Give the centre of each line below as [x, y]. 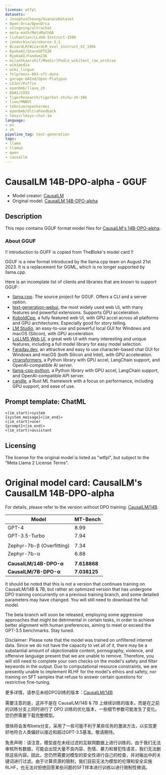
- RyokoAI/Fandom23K [26, 56]
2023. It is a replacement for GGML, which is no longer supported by [75, 267]
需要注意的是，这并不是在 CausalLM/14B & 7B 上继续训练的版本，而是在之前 [83, 703]
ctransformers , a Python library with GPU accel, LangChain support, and [86, 359]
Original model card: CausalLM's [74, 483]
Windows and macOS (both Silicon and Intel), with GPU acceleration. [82, 355]
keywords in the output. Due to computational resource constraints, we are [81, 666]
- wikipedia [17, 65]
